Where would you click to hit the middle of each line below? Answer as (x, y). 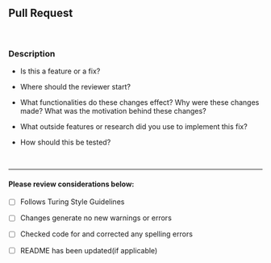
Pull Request (41, 13)
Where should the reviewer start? (75, 87)
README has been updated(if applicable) (89, 250)
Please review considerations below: (71, 184)
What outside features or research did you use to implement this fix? (133, 127)
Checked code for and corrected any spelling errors (106, 234)
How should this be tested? (65, 142)
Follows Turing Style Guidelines (72, 202)
